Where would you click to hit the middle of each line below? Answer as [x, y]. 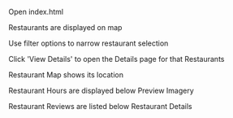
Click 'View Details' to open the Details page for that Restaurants [116, 59]
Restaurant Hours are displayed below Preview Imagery [101, 90]
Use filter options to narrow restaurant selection [88, 43]
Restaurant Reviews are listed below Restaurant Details [100, 106]
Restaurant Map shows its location [66, 75]
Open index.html [36, 12]
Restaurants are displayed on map [65, 27]
